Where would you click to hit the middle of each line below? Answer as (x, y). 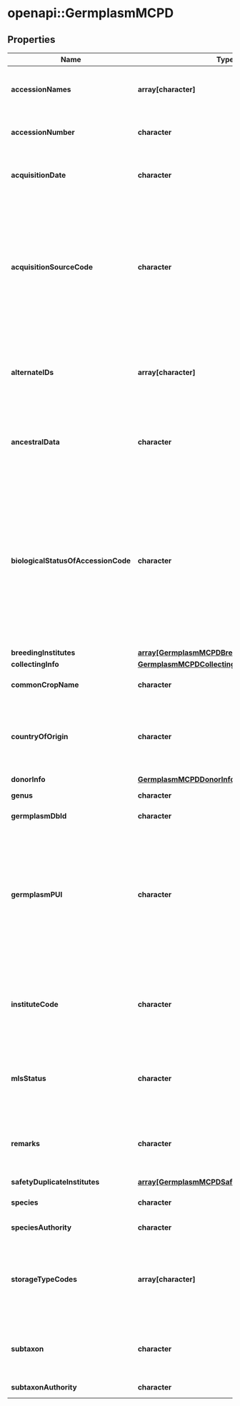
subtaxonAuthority (44, 1387)
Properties (31, 40)
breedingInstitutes (43, 653)
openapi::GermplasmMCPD (90, 13)
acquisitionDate (39, 175)
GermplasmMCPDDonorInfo (186, 779)
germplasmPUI (37, 894)
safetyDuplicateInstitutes (55, 1182)
